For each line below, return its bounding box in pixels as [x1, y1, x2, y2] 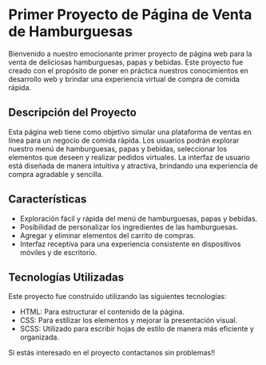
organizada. [19, 332, 60, 342]
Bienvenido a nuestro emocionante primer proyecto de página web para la [8, 49, 252, 58]
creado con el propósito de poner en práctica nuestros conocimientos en [8, 65, 249, 75]
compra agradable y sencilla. [8, 169, 104, 179]
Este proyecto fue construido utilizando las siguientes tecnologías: [8, 292, 227, 301]
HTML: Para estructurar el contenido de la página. [19, 307, 185, 316]
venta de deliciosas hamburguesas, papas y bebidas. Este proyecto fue [8, 57, 244, 67]
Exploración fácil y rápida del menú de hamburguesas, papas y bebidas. [19, 214, 258, 223]
